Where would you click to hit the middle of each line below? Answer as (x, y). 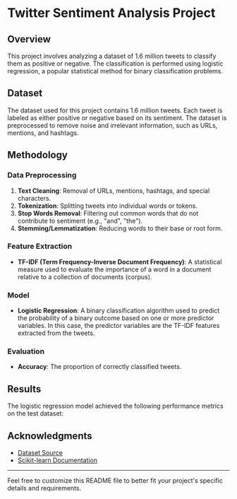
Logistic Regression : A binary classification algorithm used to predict (119, 311)
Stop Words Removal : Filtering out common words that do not (108, 213)
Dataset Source (40, 453)
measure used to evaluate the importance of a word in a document (114, 269)
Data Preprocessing (42, 175)
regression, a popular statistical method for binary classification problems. (115, 71)
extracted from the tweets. (56, 333)
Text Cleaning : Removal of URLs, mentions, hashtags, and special (114, 190)
